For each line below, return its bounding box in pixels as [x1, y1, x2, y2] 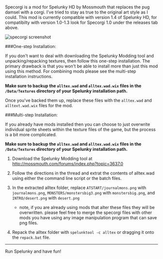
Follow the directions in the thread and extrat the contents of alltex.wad [12, 170, 155, 176]
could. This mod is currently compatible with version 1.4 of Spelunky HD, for [5, 15, 157, 20]
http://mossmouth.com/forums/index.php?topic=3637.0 [12, 161, 124, 166]
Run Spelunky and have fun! [5, 248, 62, 254]
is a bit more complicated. [5, 132, 57, 137]
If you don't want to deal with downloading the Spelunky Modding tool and [5, 53, 154, 59]
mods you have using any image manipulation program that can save [19, 215, 157, 220]
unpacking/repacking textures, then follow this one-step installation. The [5, 58, 150, 64]
